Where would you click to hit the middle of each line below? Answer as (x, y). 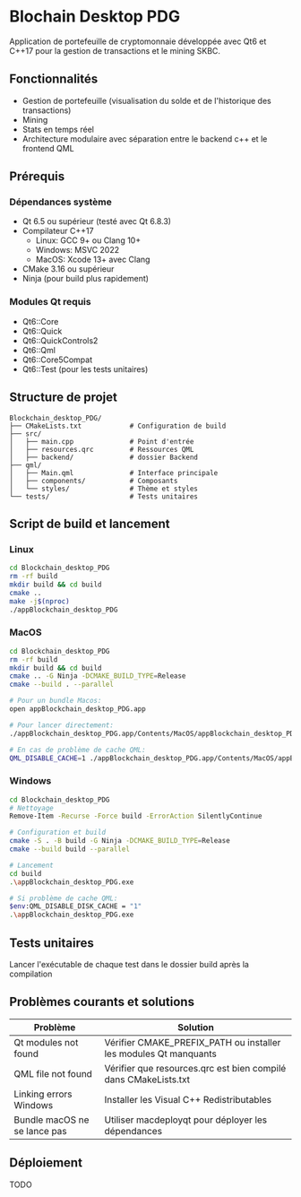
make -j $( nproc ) (39, 601)
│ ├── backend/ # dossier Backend (104, 457)
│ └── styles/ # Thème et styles (104, 489)
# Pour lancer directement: (62, 725)
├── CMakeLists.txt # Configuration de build (118, 426)
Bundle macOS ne (52, 1120)
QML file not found (53, 1073)
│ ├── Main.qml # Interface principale (114, 473)
